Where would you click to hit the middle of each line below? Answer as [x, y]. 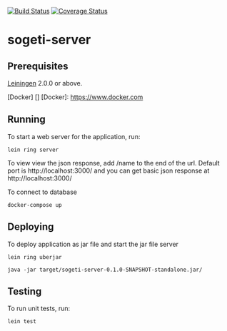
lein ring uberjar [35, 257]
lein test [22, 322]
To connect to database [42, 192]
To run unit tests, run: [39, 309]
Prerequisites [38, 66]
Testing [25, 291]
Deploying [31, 227]
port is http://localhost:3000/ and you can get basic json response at [109, 170]
